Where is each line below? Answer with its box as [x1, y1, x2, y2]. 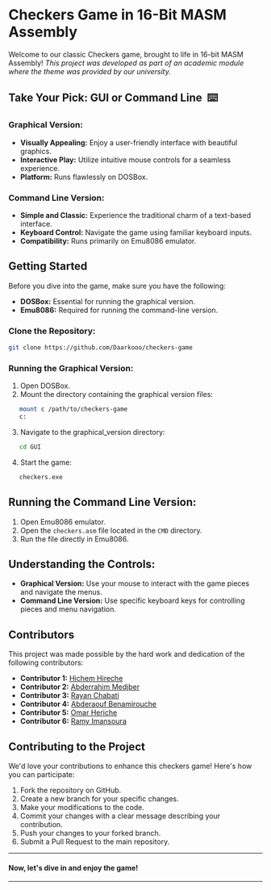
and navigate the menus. [19, 587, 102, 597]
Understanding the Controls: [8, 557, 156, 570]
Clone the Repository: [8, 325, 96, 336]
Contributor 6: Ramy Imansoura [19, 717, 127, 726]
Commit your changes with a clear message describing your [19, 811, 220, 821]
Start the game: [19, 458, 73, 467]
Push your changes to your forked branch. [19, 828, 161, 838]
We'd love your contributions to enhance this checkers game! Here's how [8, 761, 252, 771]
